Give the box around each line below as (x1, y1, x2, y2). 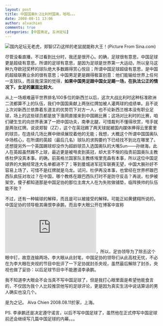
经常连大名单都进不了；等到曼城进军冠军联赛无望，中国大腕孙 (26, 161, 149, 167)
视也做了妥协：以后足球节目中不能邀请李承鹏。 (5, 267, 98, 272)
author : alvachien (5, 20, 42, 26)
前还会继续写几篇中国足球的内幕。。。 (5, 316, 78, 322)
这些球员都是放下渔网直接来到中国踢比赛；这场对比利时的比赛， (26, 113, 154, 118)
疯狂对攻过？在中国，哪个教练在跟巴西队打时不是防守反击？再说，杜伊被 (13, 173, 158, 179)
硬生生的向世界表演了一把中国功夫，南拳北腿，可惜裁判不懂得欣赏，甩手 (9, 119, 154, 124)
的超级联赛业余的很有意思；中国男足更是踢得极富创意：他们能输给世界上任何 (5, 72, 158, 78)
